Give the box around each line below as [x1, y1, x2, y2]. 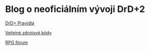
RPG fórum [5, 39, 28, 45]
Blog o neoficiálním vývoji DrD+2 [5, 3, 145, 15]
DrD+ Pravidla [5, 20, 34, 26]
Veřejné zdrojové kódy [5, 29, 52, 35]
